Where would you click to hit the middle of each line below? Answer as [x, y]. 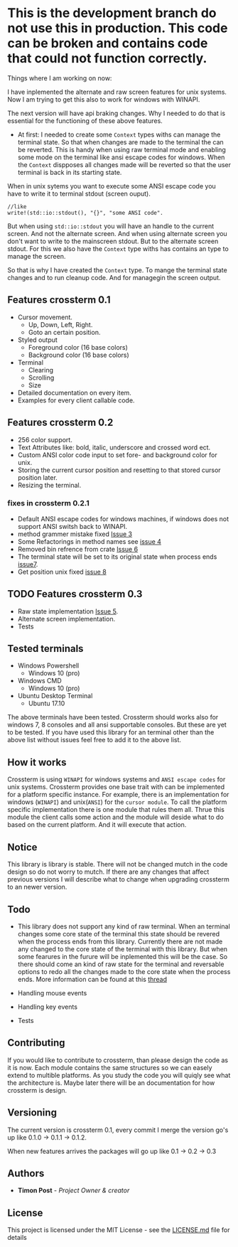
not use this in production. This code [118, 28]
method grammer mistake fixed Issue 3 [75, 534]
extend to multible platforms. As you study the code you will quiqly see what [119, 1075]
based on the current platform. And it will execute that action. [97, 825]
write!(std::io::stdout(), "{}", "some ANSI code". [85, 213]
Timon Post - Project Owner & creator [74, 1190]
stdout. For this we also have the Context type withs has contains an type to [118, 248]
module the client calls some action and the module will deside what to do [115, 817]
